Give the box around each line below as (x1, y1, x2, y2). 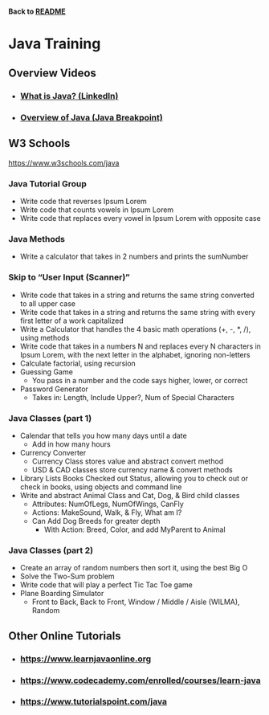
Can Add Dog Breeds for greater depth (31, 517, 161, 526)
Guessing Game (19, 366, 74, 377)
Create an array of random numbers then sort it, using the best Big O (19, 563, 248, 573)
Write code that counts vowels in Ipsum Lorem (19, 205, 174, 214)
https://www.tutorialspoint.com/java (19, 696, 167, 707)
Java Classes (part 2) (8, 545, 94, 556)
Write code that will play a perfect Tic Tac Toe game (19, 580, 193, 590)
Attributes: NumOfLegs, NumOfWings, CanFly (31, 499, 185, 509)
